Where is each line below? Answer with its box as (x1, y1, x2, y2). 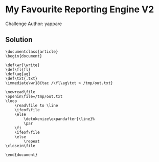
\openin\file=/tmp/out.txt (5, 94, 63, 99)
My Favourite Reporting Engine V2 (5, 4, 154, 15)
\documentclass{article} (5, 49, 58, 54)
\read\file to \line (14, 103, 58, 108)
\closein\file (5, 143, 36, 148)
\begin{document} (5, 53, 42, 58)
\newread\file (5, 89, 36, 94)
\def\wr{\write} (5, 63, 40, 68)
